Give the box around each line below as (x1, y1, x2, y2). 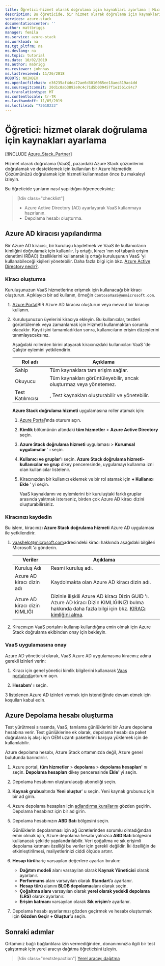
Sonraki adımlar (5, 928, 55, 936)
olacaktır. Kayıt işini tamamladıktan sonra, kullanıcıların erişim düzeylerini (12, 327, 160, 333)
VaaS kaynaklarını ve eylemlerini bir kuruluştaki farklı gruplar (19, 491, 142, 497)
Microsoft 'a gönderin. (12, 545, 57, 551)
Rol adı (22, 358, 38, 365)
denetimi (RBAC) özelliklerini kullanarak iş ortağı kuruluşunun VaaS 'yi (5, 253, 146, 259)
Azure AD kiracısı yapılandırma (5, 230, 102, 238)
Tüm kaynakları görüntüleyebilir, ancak (50, 375, 139, 381)
